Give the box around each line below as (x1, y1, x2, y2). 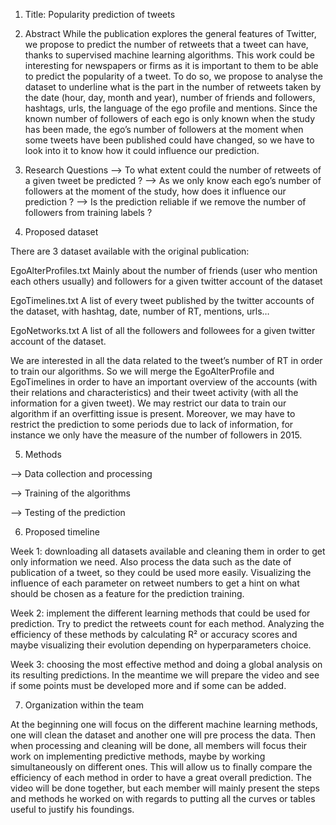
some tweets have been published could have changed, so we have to (24, 134, 315, 146)
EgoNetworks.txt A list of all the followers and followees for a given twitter (10, 325, 316, 336)
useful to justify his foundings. (10, 804, 135, 815)
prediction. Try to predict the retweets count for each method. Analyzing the (10, 618, 325, 629)
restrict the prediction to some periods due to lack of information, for (10, 419, 294, 430)
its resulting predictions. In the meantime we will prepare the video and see (10, 669, 320, 681)
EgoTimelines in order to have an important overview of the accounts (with (10, 376, 318, 388)
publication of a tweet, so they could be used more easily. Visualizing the (10, 567, 312, 578)
